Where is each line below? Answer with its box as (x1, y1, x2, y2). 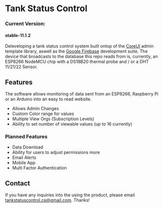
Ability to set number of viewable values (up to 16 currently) (12, 121, 133, 127)
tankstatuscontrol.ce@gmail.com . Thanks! (5, 197, 90, 203)
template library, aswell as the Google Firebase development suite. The (5, 48, 148, 54)
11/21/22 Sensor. (5, 64, 38, 70)
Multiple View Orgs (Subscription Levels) (12, 116, 95, 122)
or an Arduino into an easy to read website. (5, 96, 92, 102)
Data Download (12, 144, 43, 150)
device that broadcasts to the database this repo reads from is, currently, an (5, 54, 158, 59)
